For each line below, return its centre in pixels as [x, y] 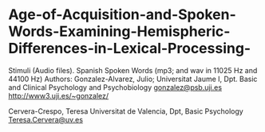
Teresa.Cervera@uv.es [46, 119]
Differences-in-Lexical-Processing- [130, 49]
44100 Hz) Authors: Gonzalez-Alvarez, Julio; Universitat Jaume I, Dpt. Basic [133, 79]
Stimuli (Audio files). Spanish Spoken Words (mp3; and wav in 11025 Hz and [133, 70]
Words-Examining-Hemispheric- [119, 31]
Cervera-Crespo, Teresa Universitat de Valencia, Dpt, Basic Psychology [126, 111]
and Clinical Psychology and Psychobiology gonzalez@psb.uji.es [115, 87]
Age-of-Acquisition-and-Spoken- [123, 15]
